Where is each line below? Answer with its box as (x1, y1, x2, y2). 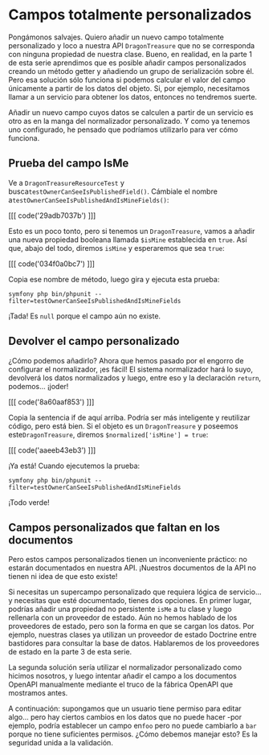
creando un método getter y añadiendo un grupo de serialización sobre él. (8, 66, 255, 76)
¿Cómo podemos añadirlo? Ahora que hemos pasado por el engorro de (8, 355, 244, 365)
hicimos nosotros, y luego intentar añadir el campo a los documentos (8, 671, 237, 681)
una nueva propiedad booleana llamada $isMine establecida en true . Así (8, 235, 247, 244)
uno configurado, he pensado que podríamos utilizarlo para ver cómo (8, 125, 238, 134)
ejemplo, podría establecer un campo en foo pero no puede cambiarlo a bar (8, 721, 257, 731)
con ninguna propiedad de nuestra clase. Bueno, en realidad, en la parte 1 (8, 49, 253, 59)
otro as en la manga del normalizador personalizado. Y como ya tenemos (8, 116, 251, 125)
